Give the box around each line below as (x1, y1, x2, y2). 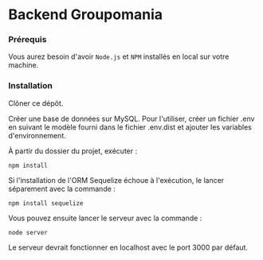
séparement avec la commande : (8, 184, 116, 193)
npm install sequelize (8, 199, 84, 208)
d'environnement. (8, 130, 66, 140)
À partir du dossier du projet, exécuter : (8, 146, 138, 156)
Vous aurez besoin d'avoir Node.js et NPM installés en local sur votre (8, 52, 230, 61)
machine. (8, 60, 39, 70)
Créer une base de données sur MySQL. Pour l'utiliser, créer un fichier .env (8, 114, 255, 123)
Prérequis (8, 34, 47, 45)
